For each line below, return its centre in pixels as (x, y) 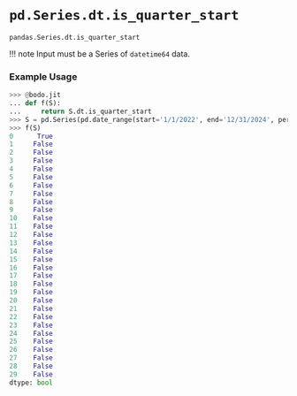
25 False (31, 342)
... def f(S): (35, 103)
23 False (31, 325)
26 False (31, 350)
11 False (31, 227)
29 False (31, 374)
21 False (31, 308)
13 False (31, 243)
